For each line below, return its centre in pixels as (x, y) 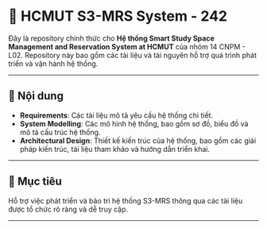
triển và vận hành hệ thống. (53, 64)
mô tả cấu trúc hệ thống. (60, 132)
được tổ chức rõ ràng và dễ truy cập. (68, 209)
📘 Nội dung (36, 96)
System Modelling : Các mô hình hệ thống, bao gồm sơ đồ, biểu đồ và (134, 123)
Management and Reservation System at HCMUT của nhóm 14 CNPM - (127, 46)
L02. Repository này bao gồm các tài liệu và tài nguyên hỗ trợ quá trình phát (132, 55)
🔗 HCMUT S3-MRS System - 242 (118, 16)
